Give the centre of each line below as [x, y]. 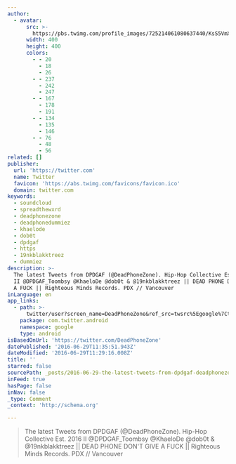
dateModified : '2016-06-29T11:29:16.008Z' [70, 353]
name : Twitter [34, 177]
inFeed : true [26, 379]
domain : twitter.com [44, 190]
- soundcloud [33, 203]
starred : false [29, 366]
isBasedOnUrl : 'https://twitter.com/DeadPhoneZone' [84, 340]
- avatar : [28, 20]
